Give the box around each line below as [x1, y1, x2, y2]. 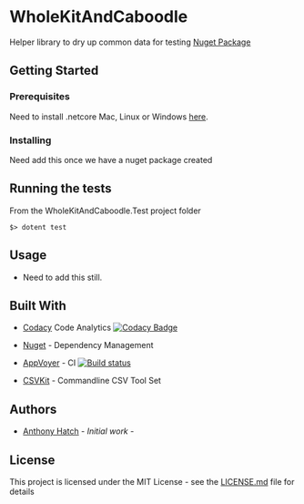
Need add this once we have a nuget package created [9, 154, 213, 165]
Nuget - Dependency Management [22, 340, 154, 351]
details [9, 486, 35, 497]
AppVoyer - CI [22, 357, 76, 368]
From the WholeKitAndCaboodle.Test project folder [9, 205, 202, 216]
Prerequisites [9, 90, 70, 103]
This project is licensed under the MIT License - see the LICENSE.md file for [9, 476, 295, 487]
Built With [9, 298, 66, 314]
